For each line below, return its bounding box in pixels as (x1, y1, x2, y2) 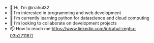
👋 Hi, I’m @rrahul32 (9, 5, 50, 10)
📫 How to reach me (9, 26, 51, 31)
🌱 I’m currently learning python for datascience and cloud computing (9, 15, 150, 21)
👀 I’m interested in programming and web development (9, 10, 122, 16)
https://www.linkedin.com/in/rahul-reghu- (51, 26, 136, 31)
